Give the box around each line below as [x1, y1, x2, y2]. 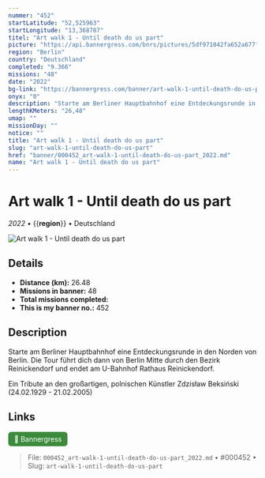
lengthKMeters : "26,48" [8, 107, 87, 115]
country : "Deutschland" [8, 56, 87, 64]
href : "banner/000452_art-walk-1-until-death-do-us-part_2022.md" [8, 151, 231, 159]
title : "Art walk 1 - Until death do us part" [8, 136, 164, 145]
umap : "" [8, 115, 37, 122]
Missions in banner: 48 [19, 286, 97, 295]
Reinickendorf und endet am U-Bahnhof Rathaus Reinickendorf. [8, 363, 215, 373]
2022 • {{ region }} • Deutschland [8, 219, 116, 228]
